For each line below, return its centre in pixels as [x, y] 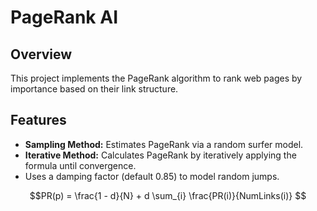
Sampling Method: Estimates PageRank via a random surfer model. [164, 144]
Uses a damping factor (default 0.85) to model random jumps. [152, 176]
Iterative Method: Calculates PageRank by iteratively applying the [160, 155]
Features [38, 120]
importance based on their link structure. [94, 89]
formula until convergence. [80, 165]
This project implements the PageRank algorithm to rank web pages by [156, 78]
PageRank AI [64, 17]
